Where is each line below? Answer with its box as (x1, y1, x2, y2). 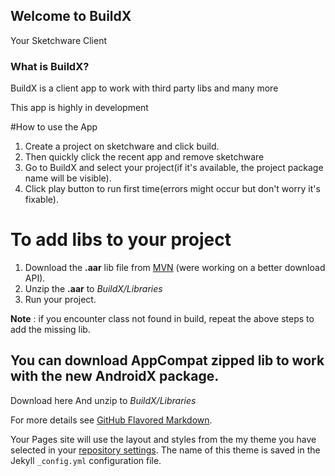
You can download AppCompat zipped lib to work (10, 352, 325, 369)
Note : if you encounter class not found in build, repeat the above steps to (10, 313, 315, 325)
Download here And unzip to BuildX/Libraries (10, 394, 197, 406)
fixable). (24, 194, 59, 206)
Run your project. (24, 294, 97, 306)
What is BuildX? (10, 59, 90, 73)
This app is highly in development (10, 102, 149, 114)
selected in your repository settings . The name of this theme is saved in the (10, 444, 321, 456)
